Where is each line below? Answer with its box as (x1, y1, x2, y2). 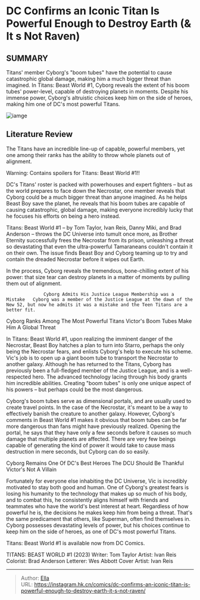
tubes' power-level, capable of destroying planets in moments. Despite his (6, 88, 189, 95)
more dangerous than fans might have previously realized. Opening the (6, 423, 180, 430)
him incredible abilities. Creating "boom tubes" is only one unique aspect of (6, 379, 192, 386)
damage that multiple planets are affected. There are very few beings (6, 435, 176, 442)
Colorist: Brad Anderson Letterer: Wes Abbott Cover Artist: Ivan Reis (6, 557, 174, 564)
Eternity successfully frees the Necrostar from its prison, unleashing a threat (6, 236, 194, 243)
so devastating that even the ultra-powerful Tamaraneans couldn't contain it (6, 243, 193, 250)
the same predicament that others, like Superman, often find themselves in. (6, 515, 191, 522)
